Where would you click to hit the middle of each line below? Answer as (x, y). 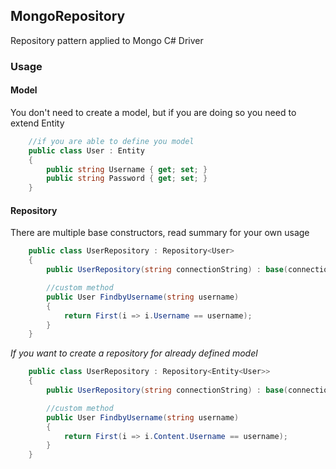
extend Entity (37, 123)
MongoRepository (68, 16)
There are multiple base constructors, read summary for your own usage (160, 233)
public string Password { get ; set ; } (127, 179)
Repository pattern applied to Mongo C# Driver (107, 40)
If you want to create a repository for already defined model (134, 353)
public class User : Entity (86, 150)
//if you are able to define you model (111, 141)
